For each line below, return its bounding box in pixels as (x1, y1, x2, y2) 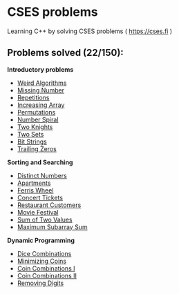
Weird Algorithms (17, 79, 67, 87)
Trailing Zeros (17, 144, 57, 153)
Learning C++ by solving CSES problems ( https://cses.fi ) (7, 27, 173, 35)
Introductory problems (7, 65, 74, 73)
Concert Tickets (17, 193, 64, 202)
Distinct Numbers (17, 171, 67, 179)
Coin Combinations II (17, 271, 77, 280)
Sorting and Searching (7, 158, 73, 166)
